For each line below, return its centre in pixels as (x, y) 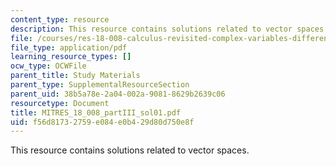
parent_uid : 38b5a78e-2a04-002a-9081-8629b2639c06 (118, 94)
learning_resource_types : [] (71, 57)
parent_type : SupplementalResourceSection (100, 85)
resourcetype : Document (60, 103)
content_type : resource (60, 19)
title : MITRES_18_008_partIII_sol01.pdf (96, 112)
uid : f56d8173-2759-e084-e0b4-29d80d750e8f (102, 122)
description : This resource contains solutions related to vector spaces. (169, 29)
